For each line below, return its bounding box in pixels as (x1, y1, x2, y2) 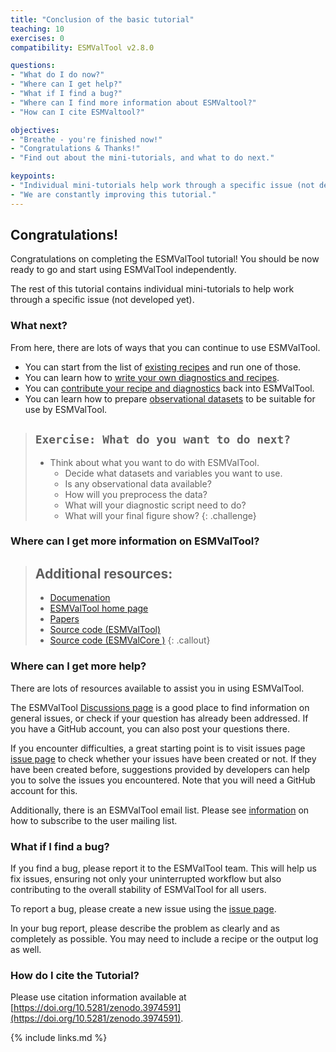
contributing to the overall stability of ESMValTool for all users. (10, 883, 267, 895)
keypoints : (10, 171, 56, 181)
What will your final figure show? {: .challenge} (64, 509, 257, 521)
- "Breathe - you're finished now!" (10, 134, 163, 145)
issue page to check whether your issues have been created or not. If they (10, 752, 317, 765)
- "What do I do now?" (10, 70, 105, 80)
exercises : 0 (10, 33, 65, 43)
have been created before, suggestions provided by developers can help (10, 763, 310, 775)
